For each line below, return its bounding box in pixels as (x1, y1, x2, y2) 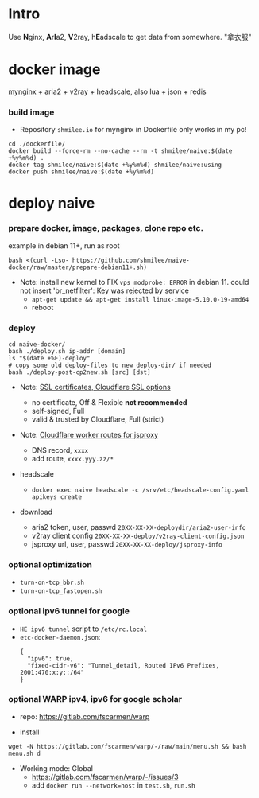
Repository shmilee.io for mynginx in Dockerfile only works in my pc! (19, 125, 247, 134)
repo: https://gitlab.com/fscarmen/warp (19, 711, 150, 721)
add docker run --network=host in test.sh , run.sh (31, 780, 196, 790)
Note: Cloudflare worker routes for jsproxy (19, 430, 159, 439)
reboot (31, 302, 54, 312)
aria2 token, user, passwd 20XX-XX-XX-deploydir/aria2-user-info (31, 522, 246, 531)
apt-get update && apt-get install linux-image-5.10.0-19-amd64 (31, 295, 249, 303)
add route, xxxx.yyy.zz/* (31, 453, 114, 463)
